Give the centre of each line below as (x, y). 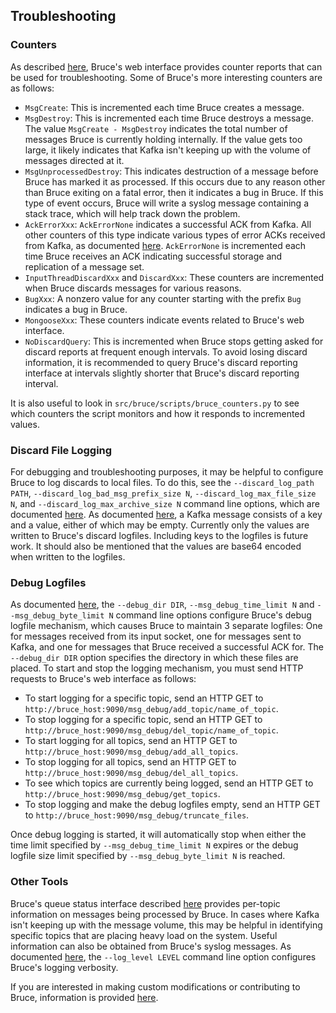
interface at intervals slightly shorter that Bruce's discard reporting (162, 373)
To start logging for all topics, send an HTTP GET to (131, 741)
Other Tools (39, 882)
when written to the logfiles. (68, 556)
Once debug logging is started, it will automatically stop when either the (158, 835)
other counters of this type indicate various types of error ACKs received (175, 235)
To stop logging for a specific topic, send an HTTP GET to (143, 720)
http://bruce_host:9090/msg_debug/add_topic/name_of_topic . (151, 709)
